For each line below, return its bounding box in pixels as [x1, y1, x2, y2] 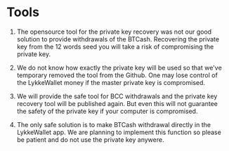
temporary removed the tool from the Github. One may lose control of [16, 71, 218, 79]
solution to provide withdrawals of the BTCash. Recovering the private [16, 34, 219, 43]
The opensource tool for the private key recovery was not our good [16, 27, 212, 36]
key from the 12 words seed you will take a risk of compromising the [16, 42, 214, 51]
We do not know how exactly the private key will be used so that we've [16, 63, 222, 72]
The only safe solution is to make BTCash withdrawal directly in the [16, 120, 211, 129]
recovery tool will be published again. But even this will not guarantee [16, 99, 218, 107]
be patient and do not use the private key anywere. [16, 135, 164, 144]
